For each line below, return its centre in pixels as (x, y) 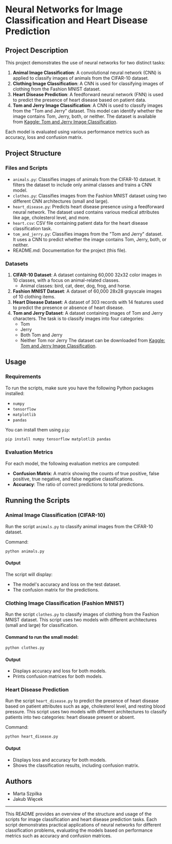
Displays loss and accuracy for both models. (59, 760)
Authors (19, 781)
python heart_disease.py (32, 737)
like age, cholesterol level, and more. (51, 218)
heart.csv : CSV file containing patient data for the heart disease (80, 223)
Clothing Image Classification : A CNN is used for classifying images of (88, 84)
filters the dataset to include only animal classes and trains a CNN (82, 185)
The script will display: (29, 574)
